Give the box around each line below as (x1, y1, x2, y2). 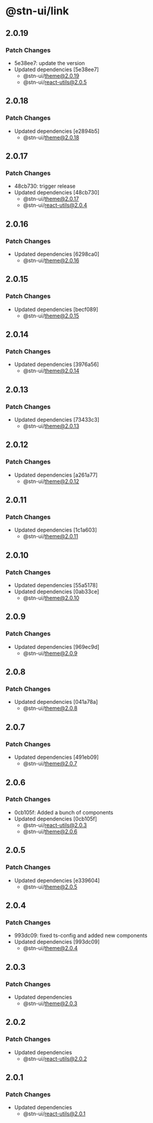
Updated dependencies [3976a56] (14, 361, 99, 368)
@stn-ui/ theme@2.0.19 (23, 72, 80, 79)
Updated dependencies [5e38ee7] (14, 66, 99, 73)
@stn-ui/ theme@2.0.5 (23, 883, 78, 890)
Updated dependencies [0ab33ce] (14, 588, 99, 596)
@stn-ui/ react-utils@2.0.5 (23, 78, 87, 86)
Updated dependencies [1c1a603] (14, 526, 98, 533)
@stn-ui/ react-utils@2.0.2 (23, 1055, 88, 1062)
